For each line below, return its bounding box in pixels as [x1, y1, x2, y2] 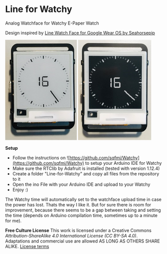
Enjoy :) [12, 186, 28, 192]
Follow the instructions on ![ [12, 154, 70, 161]
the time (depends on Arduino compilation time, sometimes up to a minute [5, 212, 157, 218]
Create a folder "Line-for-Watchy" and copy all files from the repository [12, 170, 159, 176]
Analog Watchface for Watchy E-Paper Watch [5, 20, 99, 26]
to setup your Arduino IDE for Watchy [85, 160, 162, 166]
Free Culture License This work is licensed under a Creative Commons [5, 227, 151, 233]
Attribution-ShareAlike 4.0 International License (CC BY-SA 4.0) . [5, 232, 138, 238]
